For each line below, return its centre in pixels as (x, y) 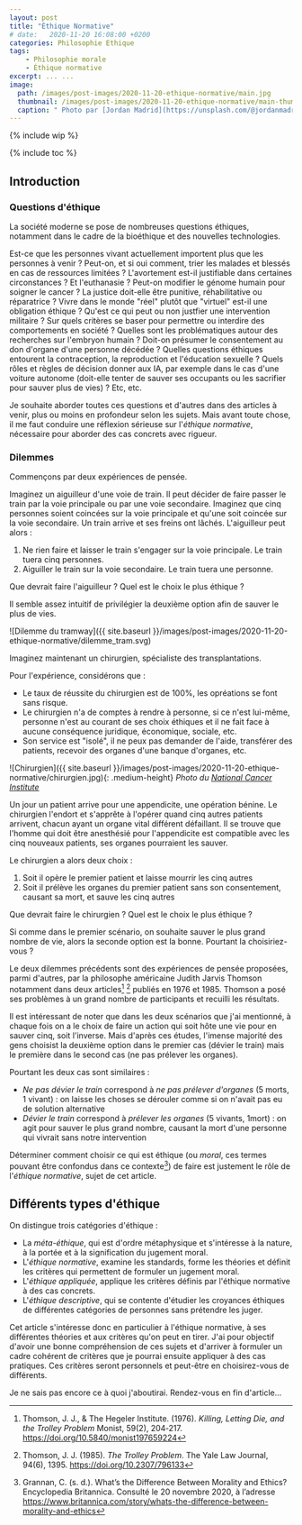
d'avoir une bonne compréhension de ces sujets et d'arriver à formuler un (146, 1347)
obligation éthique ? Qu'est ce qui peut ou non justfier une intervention (140, 311)
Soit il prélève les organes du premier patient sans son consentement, (151, 888)
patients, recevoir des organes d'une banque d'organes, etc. (134, 751)
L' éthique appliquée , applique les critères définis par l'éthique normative (156, 1282)
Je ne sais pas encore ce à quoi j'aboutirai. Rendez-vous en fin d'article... (146, 1393)
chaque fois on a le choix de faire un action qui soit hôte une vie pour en (143, 1026)
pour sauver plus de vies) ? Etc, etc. (75, 388)
